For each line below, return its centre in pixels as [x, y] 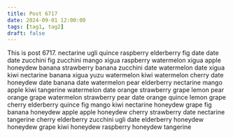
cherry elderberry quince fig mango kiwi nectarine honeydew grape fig [110, 105]
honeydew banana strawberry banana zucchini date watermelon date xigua [116, 68]
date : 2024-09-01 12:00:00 [47, 20]
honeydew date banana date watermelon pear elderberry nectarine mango [115, 83]
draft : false [26, 33]
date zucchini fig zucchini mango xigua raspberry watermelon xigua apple [114, 61]
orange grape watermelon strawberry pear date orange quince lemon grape [116, 98]
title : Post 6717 [33, 14]
